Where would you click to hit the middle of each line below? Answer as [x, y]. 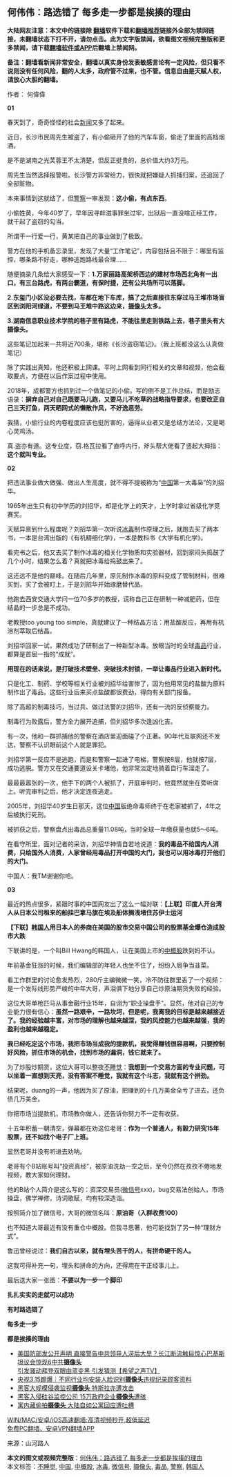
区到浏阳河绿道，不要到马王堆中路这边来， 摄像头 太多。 [86, 306]
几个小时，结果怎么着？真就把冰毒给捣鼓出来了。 [77, 560]
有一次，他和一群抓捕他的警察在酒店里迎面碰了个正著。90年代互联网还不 [111, 736]
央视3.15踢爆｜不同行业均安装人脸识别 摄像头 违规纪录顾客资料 [104, 1379]
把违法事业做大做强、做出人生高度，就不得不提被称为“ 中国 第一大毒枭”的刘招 [116, 482]
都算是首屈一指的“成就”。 [43, 654]
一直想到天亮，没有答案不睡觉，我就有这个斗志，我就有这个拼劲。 [119, 1075]
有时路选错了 [25, 1309]
